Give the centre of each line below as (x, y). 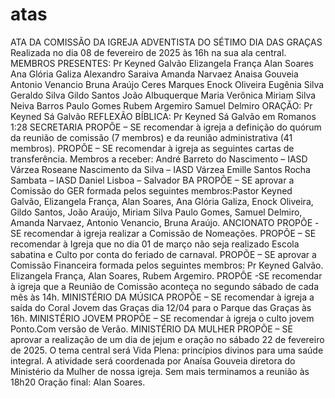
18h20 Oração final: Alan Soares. (78, 382)
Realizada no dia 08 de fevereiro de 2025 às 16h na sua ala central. (148, 52)
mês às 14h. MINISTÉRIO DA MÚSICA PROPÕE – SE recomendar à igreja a (162, 297)
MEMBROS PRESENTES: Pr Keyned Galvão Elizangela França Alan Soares (162, 63)
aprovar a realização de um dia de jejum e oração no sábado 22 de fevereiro (167, 339)
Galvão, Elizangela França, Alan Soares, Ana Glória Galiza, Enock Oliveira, (162, 201)
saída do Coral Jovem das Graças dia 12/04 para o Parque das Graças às (161, 307)
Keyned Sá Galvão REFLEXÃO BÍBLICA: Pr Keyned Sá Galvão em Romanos (163, 116)
